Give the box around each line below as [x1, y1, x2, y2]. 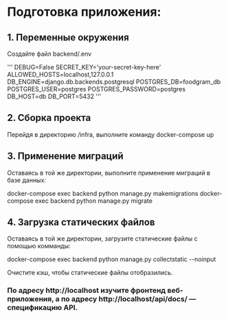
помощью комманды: [7, 242, 71, 250]
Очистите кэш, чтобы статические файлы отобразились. [7, 269, 173, 277]
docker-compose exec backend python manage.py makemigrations [7, 189, 198, 197]
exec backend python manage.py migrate [35, 197, 153, 205]
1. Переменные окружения [7, 32, 129, 43]
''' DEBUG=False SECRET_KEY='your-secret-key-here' [7, 63, 161, 71]
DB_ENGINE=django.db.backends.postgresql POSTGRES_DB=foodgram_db [7, 78, 221, 86]
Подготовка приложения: [7, 4, 161, 20]
